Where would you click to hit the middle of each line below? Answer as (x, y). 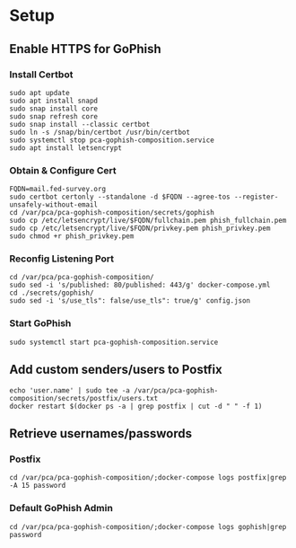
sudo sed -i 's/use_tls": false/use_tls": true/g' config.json (130, 301)
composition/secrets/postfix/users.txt (84, 398)
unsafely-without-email (54, 205)
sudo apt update (39, 93)
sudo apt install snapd (54, 101)
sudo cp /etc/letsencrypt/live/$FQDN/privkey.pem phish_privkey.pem (140, 229)
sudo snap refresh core (54, 116)
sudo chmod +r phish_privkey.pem (72, 236)
